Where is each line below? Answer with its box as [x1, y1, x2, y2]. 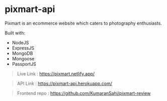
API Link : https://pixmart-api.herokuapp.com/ [17, 80, 113, 86]
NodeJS [12, 39, 29, 46]
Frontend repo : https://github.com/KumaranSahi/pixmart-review [17, 90, 151, 96]
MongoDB [12, 50, 33, 56]
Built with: [5, 30, 26, 36]
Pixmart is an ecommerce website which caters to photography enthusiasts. [5, 20, 162, 26]
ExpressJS [12, 45, 35, 51]
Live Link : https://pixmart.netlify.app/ [17, 70, 95, 76]
